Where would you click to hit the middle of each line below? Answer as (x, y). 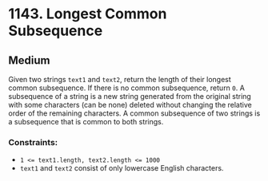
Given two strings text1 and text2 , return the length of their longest (120, 79)
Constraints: (33, 142)
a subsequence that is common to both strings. (86, 122)
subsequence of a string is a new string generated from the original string (130, 96)
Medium (29, 60)
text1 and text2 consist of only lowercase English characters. (122, 168)
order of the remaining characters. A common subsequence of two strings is (134, 113)
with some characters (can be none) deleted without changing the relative (130, 105)
